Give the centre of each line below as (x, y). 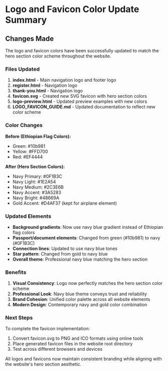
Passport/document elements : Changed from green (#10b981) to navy (86, 237)
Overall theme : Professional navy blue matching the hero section (80, 259)
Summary (26, 20)
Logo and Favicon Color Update (72, 9)
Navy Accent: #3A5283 (37, 192)
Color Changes (24, 126)
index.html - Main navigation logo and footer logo (64, 80)
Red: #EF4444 (28, 157)
